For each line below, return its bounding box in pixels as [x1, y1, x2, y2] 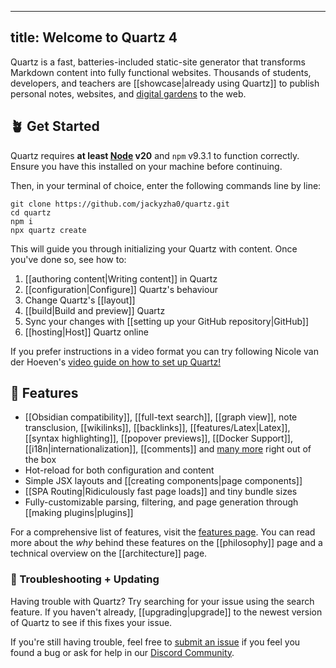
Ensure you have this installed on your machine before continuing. [10, 160, 283, 172]
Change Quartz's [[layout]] [24, 294, 136, 306]
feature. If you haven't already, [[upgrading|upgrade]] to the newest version [10, 606, 323, 618]
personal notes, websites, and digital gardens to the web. [10, 87, 247, 100]
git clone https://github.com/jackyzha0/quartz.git [10, 199, 230, 209]
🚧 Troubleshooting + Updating [10, 572, 160, 586]
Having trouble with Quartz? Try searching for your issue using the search [10, 595, 315, 607]
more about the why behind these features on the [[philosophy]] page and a [10, 537, 323, 549]
